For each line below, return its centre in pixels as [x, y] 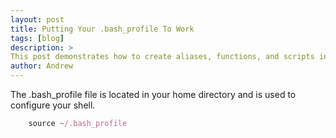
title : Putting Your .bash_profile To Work [102, 29]
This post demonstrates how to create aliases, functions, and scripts [162, 57]
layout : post [37, 19]
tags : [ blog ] [37, 38]
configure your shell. [53, 105]
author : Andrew [42, 66]
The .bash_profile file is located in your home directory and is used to [153, 94]
